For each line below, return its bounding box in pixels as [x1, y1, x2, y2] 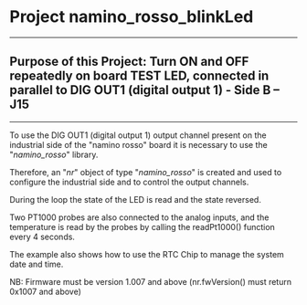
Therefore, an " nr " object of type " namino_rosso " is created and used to [9, 166, 282, 177]
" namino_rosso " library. [9, 149, 99, 160]
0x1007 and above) [9, 286, 82, 297]
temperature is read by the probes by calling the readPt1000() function [9, 221, 276, 232]
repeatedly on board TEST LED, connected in [9, 68, 270, 84]
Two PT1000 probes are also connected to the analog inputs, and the [9, 212, 270, 223]
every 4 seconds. [9, 231, 76, 242]
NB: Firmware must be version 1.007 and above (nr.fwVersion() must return [9, 276, 292, 287]
